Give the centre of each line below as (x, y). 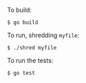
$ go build (23, 23)
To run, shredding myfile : (43, 35)
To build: (20, 10)
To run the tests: (30, 60)
